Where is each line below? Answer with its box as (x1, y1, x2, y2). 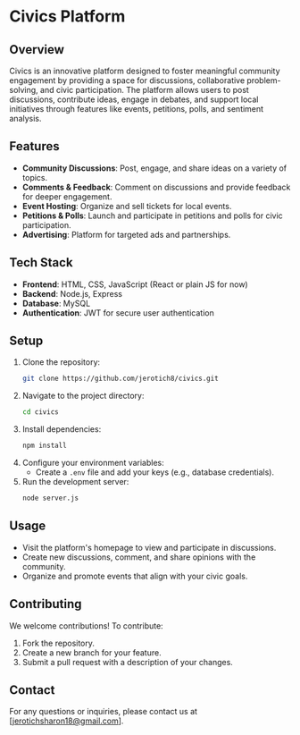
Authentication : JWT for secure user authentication (21, 307, 214, 318)
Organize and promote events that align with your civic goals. (21, 570, 248, 581)
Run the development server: (21, 477, 129, 487)
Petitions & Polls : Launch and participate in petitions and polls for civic (21, 210, 283, 221)
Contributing (9, 596, 82, 612)
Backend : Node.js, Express (21, 288, 123, 299)
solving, (9, 85, 38, 95)
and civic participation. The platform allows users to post (39, 85, 250, 95)
